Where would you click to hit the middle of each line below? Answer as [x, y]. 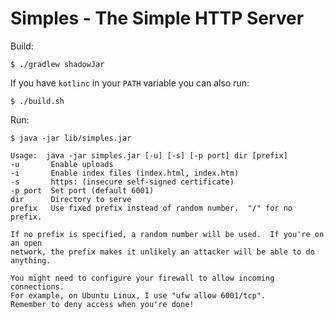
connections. [37, 287]
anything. [31, 260]
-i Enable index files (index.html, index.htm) [125, 173]
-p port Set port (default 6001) [82, 190]
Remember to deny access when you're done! [102, 304]
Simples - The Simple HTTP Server [157, 18]
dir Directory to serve [71, 199]
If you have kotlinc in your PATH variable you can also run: [130, 83]
